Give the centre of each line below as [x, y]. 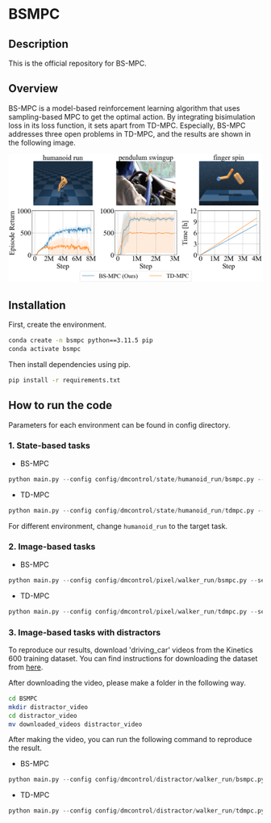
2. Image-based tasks [52, 547]
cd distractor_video [43, 715]
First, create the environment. [58, 325]
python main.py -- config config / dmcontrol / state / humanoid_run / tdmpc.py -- [137, 510]
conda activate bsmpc [45, 348]
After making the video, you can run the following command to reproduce [130, 740]
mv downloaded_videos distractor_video [75, 724]
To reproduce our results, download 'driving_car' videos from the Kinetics [131, 650]
